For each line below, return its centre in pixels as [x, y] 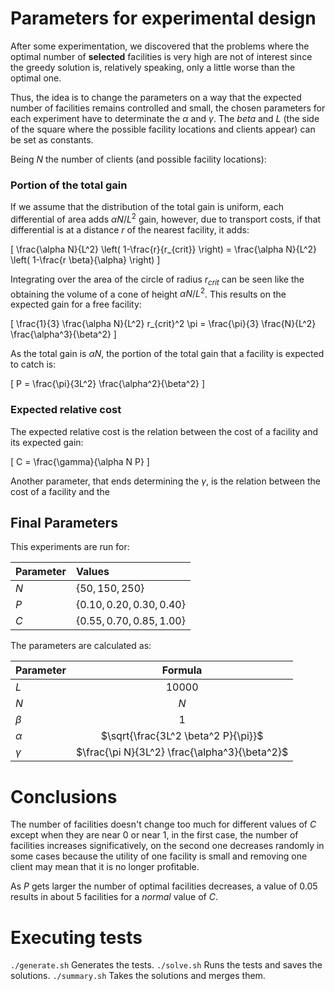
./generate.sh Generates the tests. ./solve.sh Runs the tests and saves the [166, 965]
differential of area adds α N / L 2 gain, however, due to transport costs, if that [166, 218]
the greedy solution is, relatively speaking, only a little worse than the [153, 67]
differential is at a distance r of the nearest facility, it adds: [130, 229]
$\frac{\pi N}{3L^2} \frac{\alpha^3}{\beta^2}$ [182, 752]
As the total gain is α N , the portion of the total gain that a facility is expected [167, 354]
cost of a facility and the [60, 491]
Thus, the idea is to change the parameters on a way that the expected [156, 97]
